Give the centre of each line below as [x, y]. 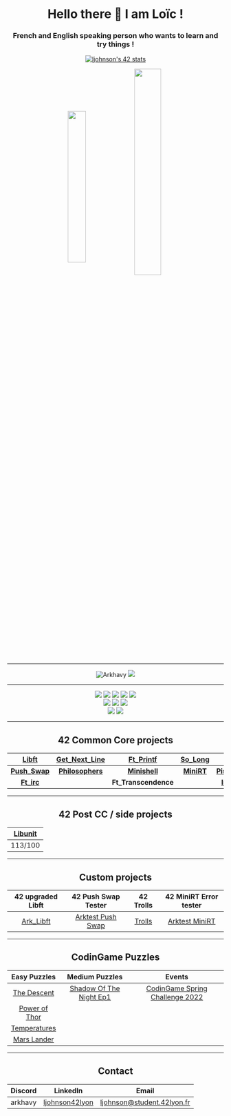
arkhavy [24, 1102]
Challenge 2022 [177, 997]
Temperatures [33, 1028]
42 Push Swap [96, 897]
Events [177, 977]
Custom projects [115, 877]
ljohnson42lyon [69, 1102]
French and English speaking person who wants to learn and [115, 36]
